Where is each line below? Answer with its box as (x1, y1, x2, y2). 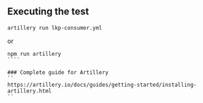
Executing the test (7, 6, 90, 18)
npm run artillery (7, 50, 61, 57)
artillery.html (7, 87, 52, 95)
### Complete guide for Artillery (7, 68, 109, 76)
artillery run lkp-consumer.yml (7, 24, 102, 31)
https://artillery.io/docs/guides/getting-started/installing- (7, 81, 197, 88)
